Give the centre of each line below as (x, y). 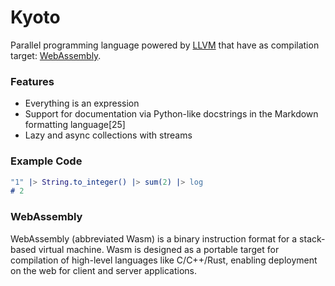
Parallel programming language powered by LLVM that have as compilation (165, 45)
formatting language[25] (75, 125)
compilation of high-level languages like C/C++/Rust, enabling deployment (164, 260)
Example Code (46, 161)
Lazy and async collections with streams (108, 135)
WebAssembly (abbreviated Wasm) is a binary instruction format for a (154, 238)
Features (32, 81)
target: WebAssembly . (56, 55)
